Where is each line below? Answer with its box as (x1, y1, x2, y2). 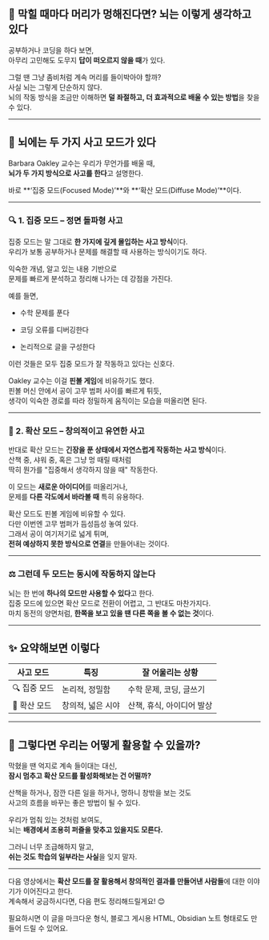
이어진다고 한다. (22, 886, 73, 896)
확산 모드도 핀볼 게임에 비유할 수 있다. (8, 509, 126, 518)
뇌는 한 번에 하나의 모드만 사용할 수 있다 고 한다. (8, 588, 155, 598)
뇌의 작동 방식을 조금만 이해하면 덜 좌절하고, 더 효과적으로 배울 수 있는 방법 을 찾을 (8, 92, 260, 102)
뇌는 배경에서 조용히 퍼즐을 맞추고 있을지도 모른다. (8, 825, 163, 834)
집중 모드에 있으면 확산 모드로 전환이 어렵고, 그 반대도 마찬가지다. (8, 598, 211, 608)
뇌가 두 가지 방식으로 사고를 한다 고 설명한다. (8, 168, 144, 178)
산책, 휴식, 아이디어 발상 (127, 700, 213, 711)
